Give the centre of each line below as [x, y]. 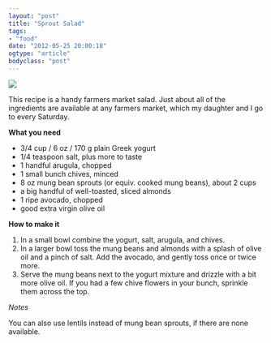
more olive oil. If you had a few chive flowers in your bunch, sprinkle [134, 283]
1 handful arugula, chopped [66, 165]
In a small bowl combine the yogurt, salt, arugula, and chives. [123, 239]
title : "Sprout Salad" [47, 24]
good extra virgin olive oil [62, 208]
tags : [17, 31]
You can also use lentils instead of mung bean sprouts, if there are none [129, 323]
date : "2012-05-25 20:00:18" [58, 46]
